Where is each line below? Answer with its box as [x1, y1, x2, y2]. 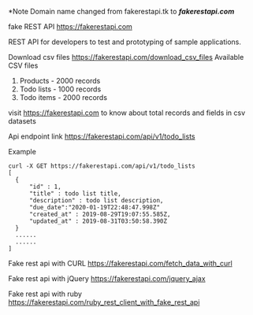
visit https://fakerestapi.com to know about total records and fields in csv [8, 108, 246, 117]
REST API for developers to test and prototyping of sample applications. [8, 37, 242, 46]
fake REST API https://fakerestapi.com [8, 22, 132, 31]
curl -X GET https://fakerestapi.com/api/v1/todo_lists [8, 162, 195, 170]
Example [8, 147, 37, 156]
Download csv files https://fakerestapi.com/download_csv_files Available [8, 53, 244, 61]
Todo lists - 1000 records [19, 84, 102, 94]
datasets [8, 117, 37, 125]
